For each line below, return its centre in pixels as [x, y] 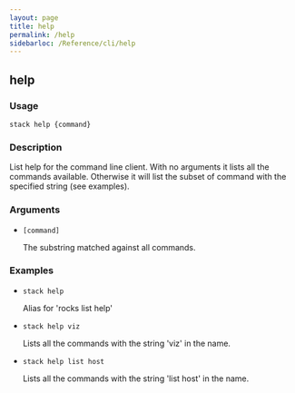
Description [36, 147]
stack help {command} [50, 124]
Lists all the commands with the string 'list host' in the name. [136, 378]
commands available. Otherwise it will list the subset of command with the [148, 177]
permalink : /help [42, 34]
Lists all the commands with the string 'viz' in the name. [127, 343]
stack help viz [51, 326]
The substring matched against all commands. [109, 247]
